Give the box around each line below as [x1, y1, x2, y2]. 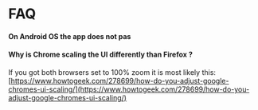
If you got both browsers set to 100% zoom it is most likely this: [8, 67, 217, 77]
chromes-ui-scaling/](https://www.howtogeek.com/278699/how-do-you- [8, 84, 250, 94]
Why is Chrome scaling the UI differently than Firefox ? [8, 49, 193, 60]
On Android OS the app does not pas [8, 31, 131, 41]
